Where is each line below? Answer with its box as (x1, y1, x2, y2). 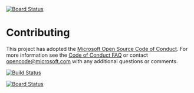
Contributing (6, 26, 70, 39)
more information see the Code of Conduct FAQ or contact (6, 51, 149, 58)
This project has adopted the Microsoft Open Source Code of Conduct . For (6, 45, 188, 52)
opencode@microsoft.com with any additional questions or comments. (6, 57, 178, 64)
